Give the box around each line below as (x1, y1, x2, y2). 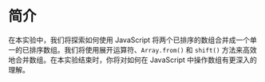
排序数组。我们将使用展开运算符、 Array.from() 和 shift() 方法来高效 (29, 45, 257, 54)
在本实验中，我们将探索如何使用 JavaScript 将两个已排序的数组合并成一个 (8, 35, 251, 45)
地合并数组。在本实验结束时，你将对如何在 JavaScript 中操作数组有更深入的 (8, 55, 258, 64)
